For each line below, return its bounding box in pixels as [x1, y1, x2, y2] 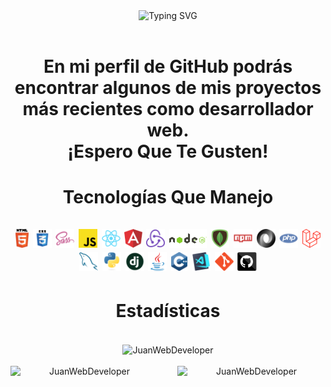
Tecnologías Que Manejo [62, 186, 274, 209]
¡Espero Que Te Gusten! [67, 140, 269, 163]
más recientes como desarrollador [22, 98, 314, 121]
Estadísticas [115, 299, 221, 322]
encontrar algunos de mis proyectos [14, 77, 322, 99]
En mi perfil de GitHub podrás [43, 55, 293, 78]
